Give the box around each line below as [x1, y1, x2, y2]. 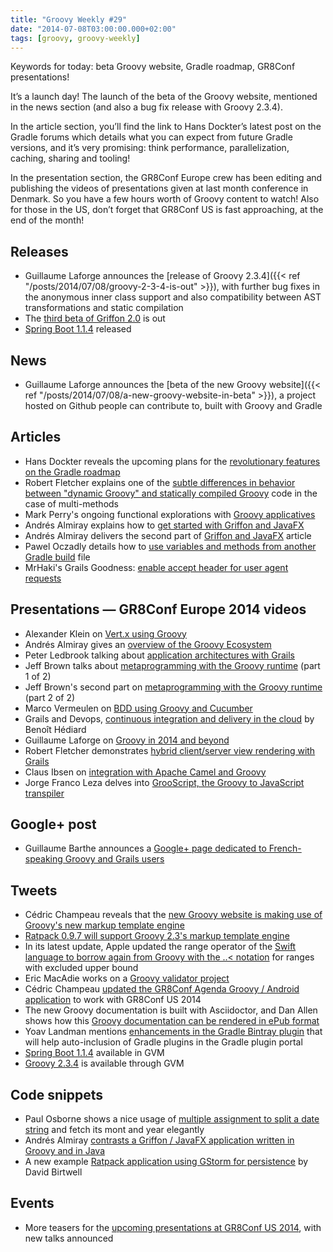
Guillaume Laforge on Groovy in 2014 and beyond [24, 734, 230, 746]
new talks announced [24, 1232, 114, 1244]
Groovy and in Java [24, 1145, 106, 1157]
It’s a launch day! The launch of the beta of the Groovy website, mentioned [10, 91, 318, 103]
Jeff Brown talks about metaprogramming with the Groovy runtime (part [24, 659, 321, 671]
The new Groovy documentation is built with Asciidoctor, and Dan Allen [24, 1004, 318, 1016]
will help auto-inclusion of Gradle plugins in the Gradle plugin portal [24, 1036, 303, 1048]
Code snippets [10, 1086, 103, 1103]
